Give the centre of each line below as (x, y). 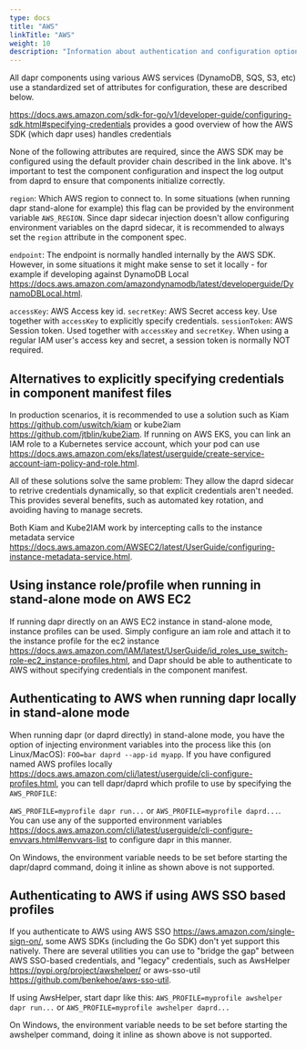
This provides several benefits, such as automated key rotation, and (137, 500)
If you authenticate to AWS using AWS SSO (90, 931)
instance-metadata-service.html (70, 556)
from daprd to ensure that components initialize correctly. (117, 181)
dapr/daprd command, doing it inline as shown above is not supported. (142, 867)
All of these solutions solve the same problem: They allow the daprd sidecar (152, 480)
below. (22, 98)
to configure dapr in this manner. (170, 839)
